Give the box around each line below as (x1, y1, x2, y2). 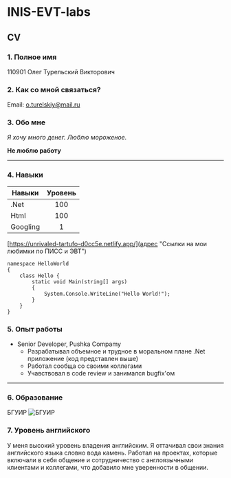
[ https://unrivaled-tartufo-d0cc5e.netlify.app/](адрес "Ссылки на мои (7, 239, 208, 248)
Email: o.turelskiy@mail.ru (7, 100, 80, 109)
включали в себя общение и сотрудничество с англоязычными (7, 455, 194, 464)
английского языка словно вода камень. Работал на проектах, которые (7, 448, 218, 457)
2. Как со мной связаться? (7, 85, 101, 94)
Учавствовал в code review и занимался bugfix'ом (27, 369, 175, 378)
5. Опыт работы (7, 324, 63, 334)
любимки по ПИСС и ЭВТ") (7, 247, 87, 255)
